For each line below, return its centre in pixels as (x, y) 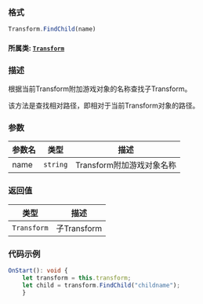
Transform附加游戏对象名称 (126, 165)
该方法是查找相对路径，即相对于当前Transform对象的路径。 (104, 106)
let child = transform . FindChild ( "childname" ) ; (101, 285)
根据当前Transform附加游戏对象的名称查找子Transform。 (100, 89)
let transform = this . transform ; (77, 278)
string (56, 165)
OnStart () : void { (38, 270)
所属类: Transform (36, 48)
